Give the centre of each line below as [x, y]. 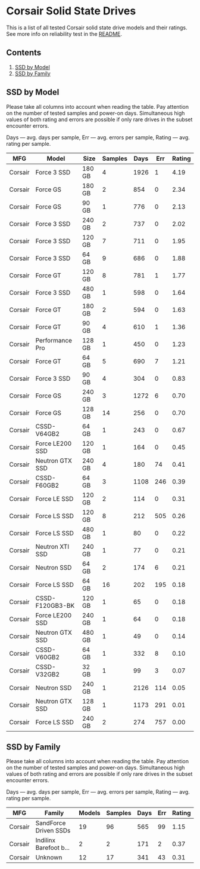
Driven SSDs [53, 831]
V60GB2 [48, 657]
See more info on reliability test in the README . [64, 33]
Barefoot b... [53, 848]
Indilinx [45, 840]
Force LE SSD [54, 498]
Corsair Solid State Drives [71, 11]
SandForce [51, 823]
